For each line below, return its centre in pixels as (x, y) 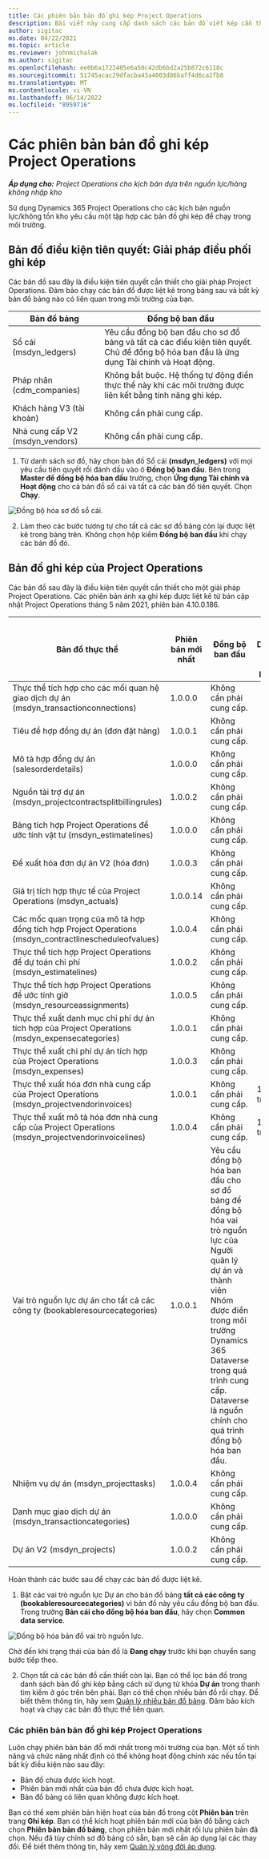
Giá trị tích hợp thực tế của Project (76, 891)
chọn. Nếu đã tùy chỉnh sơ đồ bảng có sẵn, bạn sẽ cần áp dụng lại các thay (133, 1837)
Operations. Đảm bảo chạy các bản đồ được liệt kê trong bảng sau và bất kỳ (134, 290)
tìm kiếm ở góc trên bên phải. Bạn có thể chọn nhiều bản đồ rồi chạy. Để (139, 1692)
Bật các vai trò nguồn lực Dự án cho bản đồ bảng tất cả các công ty (132, 1595)
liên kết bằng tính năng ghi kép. (163, 395)
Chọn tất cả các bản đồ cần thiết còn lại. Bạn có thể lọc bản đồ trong (133, 1675)
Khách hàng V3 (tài (49, 408)
